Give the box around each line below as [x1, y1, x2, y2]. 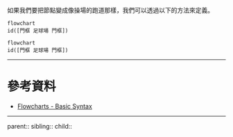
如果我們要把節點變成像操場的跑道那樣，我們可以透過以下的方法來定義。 [7, 6, 214, 14]
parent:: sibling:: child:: [7, 122, 73, 130]
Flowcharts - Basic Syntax [17, 102, 92, 110]
